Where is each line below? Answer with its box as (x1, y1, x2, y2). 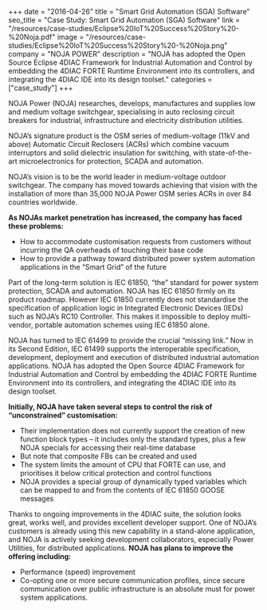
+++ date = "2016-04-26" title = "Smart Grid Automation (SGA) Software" (8, 7, 250, 16)
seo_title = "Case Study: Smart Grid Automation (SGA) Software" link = (8, 15, 241, 25)
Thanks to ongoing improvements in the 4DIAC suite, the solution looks (8, 509, 241, 518)
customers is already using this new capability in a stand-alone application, (8, 526, 256, 536)
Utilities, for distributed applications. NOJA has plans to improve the (8, 543, 234, 553)
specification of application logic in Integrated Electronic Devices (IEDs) (8, 303, 244, 312)
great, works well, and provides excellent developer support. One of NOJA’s (8, 518, 257, 527)
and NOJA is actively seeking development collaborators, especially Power (8, 535, 254, 544)
